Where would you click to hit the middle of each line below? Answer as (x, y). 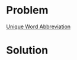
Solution (27, 50)
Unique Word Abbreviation (38, 26)
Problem (27, 10)
